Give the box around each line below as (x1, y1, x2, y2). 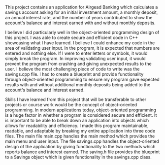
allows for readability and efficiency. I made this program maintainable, (5, 123, 149, 129)
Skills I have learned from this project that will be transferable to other (5, 97, 147, 102)
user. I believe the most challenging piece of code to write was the (5, 66, 140, 72)
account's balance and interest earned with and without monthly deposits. (5, 20, 156, 26)
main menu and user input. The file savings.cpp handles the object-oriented (5, 138, 159, 144)
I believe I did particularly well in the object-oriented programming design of (5, 30, 160, 35)
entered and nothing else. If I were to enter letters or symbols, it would (5, 50, 148, 56)
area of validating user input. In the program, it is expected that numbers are (5, 45, 160, 51)
